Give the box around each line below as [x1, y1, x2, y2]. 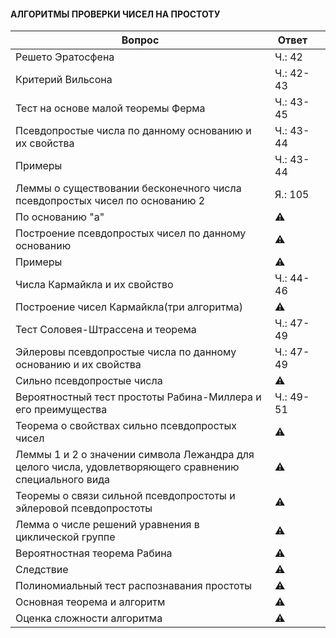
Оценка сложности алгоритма [15, 611, 163, 625]
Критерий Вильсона [15, 73, 113, 87]
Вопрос [121, 33, 160, 47]
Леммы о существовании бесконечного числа [15, 181, 242, 195]
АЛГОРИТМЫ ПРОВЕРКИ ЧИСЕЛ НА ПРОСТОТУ [10, 8, 221, 20]
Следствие [15, 563, 69, 577]
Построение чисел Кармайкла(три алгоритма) [15, 300, 243, 314]
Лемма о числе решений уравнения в [15, 518, 200, 532]
